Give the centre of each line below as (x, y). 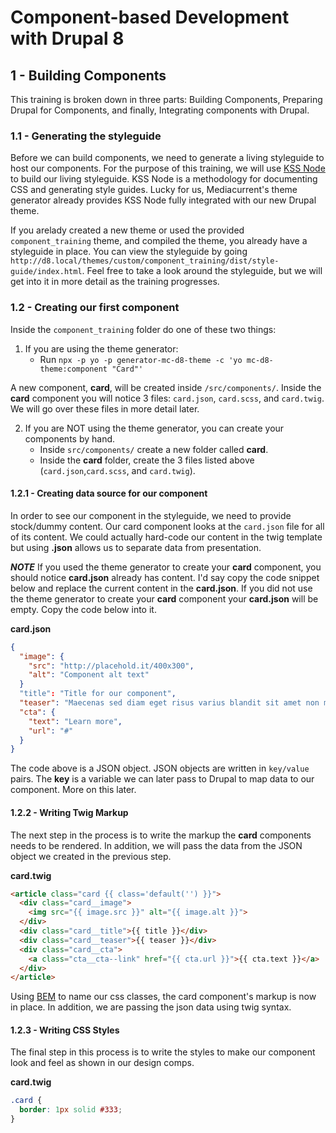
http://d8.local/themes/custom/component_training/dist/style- (145, 261)
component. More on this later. (73, 790)
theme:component (73, 369)
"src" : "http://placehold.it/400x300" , (111, 666)
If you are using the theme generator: (101, 348)
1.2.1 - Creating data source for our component (109, 493)
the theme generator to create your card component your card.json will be (164, 598)
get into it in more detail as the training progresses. (115, 282)
